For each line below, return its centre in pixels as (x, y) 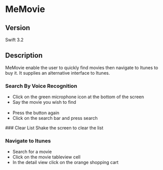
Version (18, 28)
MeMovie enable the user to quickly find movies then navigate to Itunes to (82, 67)
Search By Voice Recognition (41, 86)
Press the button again (36, 113)
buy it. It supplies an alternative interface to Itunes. (58, 73)
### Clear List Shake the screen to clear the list (54, 128)
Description (24, 55)
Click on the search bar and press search (55, 118)
